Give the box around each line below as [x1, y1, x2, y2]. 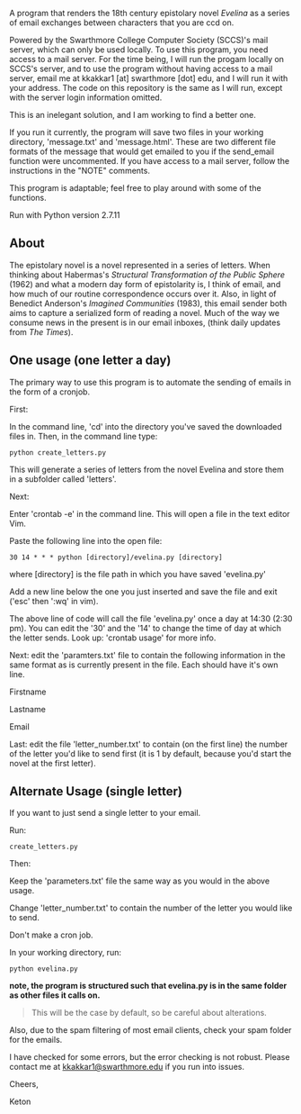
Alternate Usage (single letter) [9, 783, 182, 800]
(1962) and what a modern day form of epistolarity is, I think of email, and [9, 278, 281, 289]
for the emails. [9, 1035, 63, 1046]
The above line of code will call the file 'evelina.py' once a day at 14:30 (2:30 [9, 612, 293, 624]
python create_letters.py [9, 448, 106, 457]
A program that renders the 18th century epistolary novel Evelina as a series [9, 8, 290, 18]
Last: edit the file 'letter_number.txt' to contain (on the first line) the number [9, 738, 288, 749]
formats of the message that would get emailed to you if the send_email [9, 146, 275, 157]
